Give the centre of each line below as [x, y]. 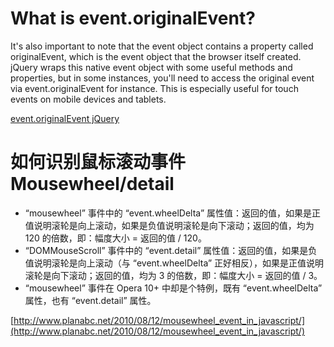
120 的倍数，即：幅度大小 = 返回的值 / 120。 [115, 238]
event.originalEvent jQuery [65, 118]
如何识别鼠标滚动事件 [98, 162]
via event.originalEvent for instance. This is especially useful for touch [154, 88]
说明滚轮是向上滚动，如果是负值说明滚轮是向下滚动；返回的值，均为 [174, 225]
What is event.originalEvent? [133, 18]
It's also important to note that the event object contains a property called [162, 46]
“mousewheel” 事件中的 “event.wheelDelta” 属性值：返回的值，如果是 [168, 213]
